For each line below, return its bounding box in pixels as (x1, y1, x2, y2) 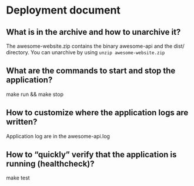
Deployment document (6, 4, 121, 17)
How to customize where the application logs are (6, 108, 189, 118)
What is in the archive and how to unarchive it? (6, 27, 181, 37)
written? (6, 117, 38, 127)
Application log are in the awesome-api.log (6, 132, 111, 139)
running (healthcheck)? (6, 159, 95, 169)
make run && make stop (6, 91, 63, 98)
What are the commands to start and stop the (6, 66, 176, 76)
